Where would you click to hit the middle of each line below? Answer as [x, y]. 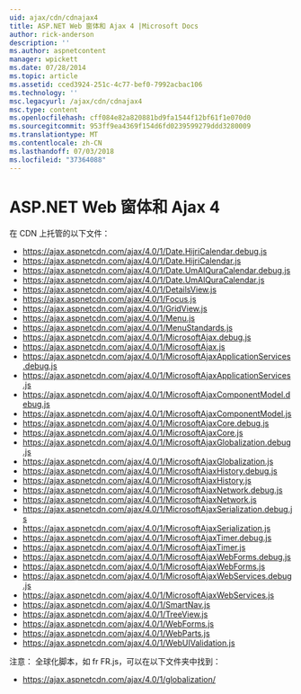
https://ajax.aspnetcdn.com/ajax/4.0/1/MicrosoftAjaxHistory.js [137, 481]
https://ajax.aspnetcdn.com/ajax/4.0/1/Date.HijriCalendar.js [132, 261]
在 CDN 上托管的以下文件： [60, 234]
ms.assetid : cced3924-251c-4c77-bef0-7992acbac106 [106, 85]
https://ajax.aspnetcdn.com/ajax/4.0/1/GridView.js [115, 309]
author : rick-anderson [52, 34]
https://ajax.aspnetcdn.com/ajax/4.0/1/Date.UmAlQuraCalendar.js [143, 280]
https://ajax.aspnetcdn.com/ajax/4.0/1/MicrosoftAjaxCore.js [133, 433]
